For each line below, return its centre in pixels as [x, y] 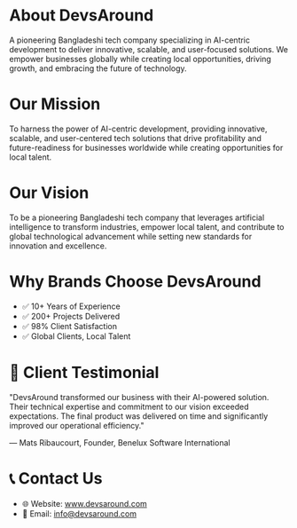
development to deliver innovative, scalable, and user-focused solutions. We [149, 49]
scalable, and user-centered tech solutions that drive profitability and [135, 138]
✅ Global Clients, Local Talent [76, 336]
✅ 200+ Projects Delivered [71, 316]
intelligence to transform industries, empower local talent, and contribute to [147, 226]
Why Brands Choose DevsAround [135, 281]
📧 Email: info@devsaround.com [79, 513]
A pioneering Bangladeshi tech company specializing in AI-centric [130, 40]
